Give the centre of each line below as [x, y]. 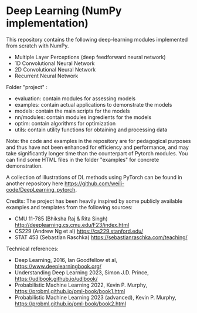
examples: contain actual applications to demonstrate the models [93, 104]
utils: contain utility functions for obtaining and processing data [91, 130]
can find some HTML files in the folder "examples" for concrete [83, 159]
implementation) [47, 23]
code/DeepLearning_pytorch [41, 189]
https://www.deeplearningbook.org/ [58, 266]
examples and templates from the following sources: [69, 207]
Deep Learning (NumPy [64, 11]
